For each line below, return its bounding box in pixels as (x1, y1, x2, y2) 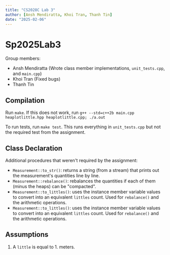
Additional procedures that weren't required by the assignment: (5, 157, 138, 163)
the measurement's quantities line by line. (12, 172, 100, 178)
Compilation (5, 96, 45, 104)
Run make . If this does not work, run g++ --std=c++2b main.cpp (5, 110, 134, 116)
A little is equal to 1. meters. (12, 244, 75, 250)
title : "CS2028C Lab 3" (5, 7, 56, 13)
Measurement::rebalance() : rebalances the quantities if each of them (12, 178, 156, 184)
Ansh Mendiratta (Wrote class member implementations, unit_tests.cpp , (12, 65, 165, 71)
